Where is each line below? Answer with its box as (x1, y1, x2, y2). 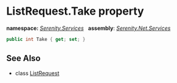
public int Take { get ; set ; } (6, 36, 86, 42)
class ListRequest (15, 69, 60, 77)
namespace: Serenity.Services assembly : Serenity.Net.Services (6, 24, 171, 32)
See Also (6, 53, 41, 63)
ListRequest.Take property (6, 4, 144, 18)
